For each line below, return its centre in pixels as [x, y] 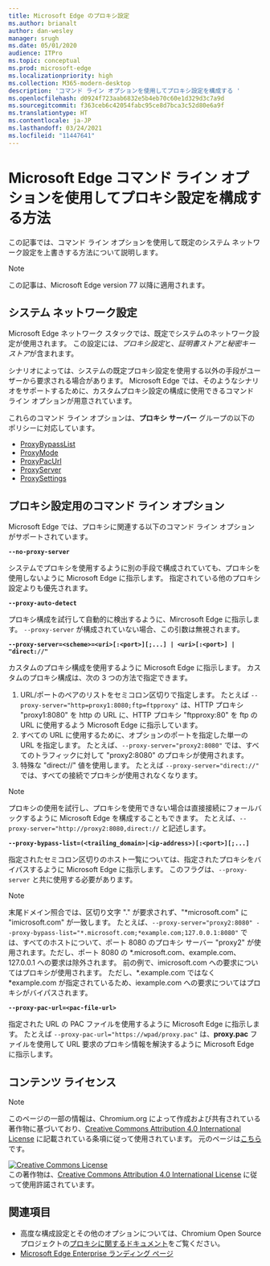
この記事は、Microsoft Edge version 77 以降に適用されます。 [109, 285]
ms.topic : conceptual [45, 61]
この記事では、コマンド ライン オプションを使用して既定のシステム [119, 242]
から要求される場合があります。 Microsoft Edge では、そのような [130, 381]
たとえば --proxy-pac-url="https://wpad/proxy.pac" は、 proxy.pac [136, 1034]
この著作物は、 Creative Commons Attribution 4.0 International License [125, 1174]
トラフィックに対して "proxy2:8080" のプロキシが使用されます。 [141, 755]
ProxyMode [39, 453]
